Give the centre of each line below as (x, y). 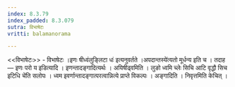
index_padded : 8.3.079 (41, 21)
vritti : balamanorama (39, 34)
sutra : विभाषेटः (26, 27)
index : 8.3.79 (28, 14)
